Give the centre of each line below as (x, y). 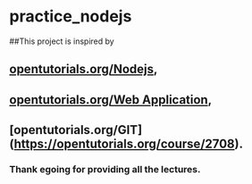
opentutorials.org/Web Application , (111, 100)
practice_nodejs (71, 17)
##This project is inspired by (62, 41)
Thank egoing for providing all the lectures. (105, 170)
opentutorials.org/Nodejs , (84, 69)
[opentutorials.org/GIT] (76, 130)
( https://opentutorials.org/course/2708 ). (126, 144)
